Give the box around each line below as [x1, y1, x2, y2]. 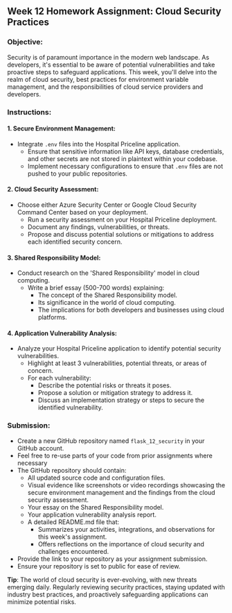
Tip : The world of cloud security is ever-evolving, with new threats [7, 576, 197, 584]
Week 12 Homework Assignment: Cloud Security [7, 6, 222, 17]
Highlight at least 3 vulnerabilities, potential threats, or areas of [27, 359, 207, 367]
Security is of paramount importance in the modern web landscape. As [7, 53, 210, 61]
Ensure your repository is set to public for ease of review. [17, 562, 181, 570]
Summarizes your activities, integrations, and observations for [37, 525, 215, 533]
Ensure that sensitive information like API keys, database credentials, [27, 147, 224, 156]
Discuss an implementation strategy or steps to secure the [37, 396, 205, 405]
